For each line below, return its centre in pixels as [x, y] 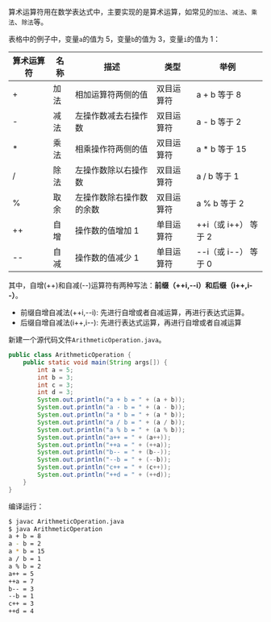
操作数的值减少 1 [107, 258]
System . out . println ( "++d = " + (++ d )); [104, 475]
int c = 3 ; [56, 385]
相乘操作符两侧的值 [112, 149]
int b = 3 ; [56, 377]
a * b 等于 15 [222, 149]
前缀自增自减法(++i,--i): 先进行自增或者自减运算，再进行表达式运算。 [134, 312]
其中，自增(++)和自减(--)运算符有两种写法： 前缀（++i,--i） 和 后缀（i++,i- [131, 285]
